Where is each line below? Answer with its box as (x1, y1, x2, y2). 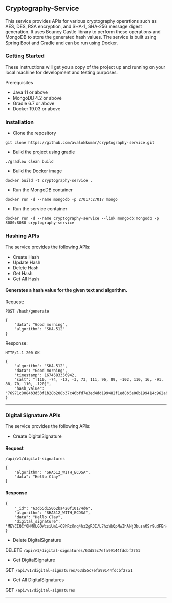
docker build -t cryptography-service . (5, 178, 93, 183)
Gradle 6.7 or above (12, 100, 55, 107)
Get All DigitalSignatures (12, 577, 64, 583)
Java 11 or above (12, 89, 48, 95)
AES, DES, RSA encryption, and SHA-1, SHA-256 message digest (5, 23, 142, 29)
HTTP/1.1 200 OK (5, 350, 40, 355)
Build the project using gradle (12, 149, 75, 155)
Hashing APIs (5, 232, 40, 239)
